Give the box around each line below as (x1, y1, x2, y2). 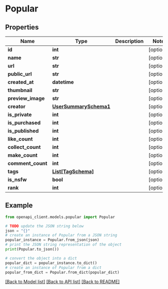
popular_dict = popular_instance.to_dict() (5, 260, 97, 265)
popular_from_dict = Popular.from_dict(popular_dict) (5, 269, 120, 275)
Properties (5, 23, 39, 31)
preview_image (7, 95, 45, 101)
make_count (7, 152, 37, 158)
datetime (52, 78, 74, 85)
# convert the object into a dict (5, 255, 77, 260)
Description (115, 38, 144, 44)
